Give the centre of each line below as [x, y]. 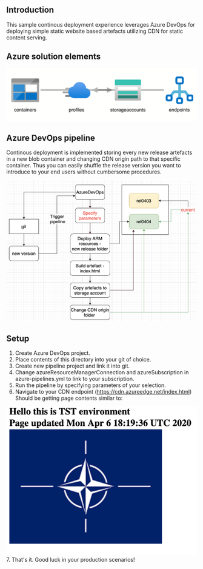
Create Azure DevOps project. [53, 353]
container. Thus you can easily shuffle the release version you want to [94, 166]
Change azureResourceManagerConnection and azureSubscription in [102, 372]
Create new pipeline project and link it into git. [72, 366]
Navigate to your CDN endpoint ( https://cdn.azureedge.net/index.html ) [103, 391]
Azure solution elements [54, 57]
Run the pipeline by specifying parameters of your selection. [91, 385]
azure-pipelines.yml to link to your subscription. [75, 379]
